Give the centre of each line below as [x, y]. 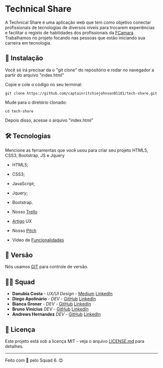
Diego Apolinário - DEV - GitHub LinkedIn [54, 299]
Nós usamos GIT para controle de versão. [47, 267]
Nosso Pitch [24, 230]
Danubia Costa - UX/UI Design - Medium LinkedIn [62, 294]
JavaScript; [24, 183]
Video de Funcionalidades [38, 240]
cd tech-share [19, 111]
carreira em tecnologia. [28, 43]
